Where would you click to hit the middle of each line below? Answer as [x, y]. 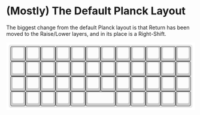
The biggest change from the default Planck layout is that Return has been [98, 27]
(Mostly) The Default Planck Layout [96, 11]
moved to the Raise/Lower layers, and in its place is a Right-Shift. [86, 33]
